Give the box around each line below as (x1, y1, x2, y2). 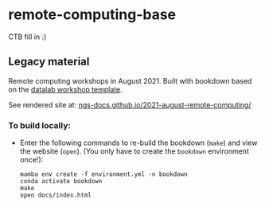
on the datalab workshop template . (8, 84, 123, 94)
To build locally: (8, 119, 72, 131)
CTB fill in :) (8, 32, 47, 41)
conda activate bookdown (19, 178, 103, 186)
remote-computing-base (8, 6, 177, 24)
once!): (19, 155, 44, 165)
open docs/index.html (19, 191, 92, 200)
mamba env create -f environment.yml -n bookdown (19, 170, 189, 178)
